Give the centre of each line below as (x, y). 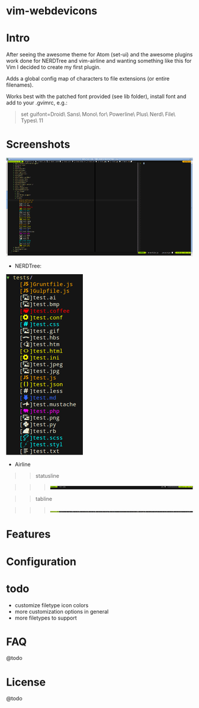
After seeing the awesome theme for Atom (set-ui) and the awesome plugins (99, 55)
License (26, 682)
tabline (44, 499)
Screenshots (38, 145)
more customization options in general (62, 611)
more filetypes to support (46, 618)
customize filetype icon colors (52, 605)
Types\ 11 (32, 120)
